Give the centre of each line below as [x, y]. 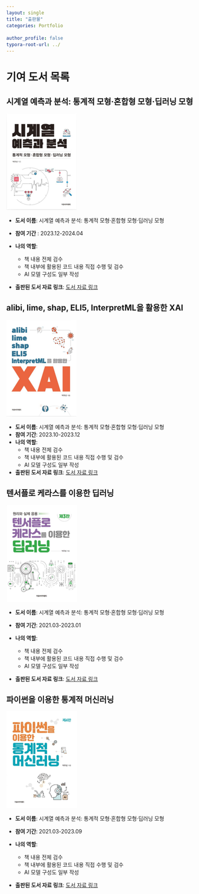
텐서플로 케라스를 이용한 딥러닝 [60, 493]
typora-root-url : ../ [33, 45]
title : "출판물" [25, 19]
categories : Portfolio [35, 25]
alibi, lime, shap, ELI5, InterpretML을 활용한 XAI [95, 308]
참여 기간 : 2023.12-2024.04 [49, 233]
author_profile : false [35, 38]
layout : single [25, 13]
